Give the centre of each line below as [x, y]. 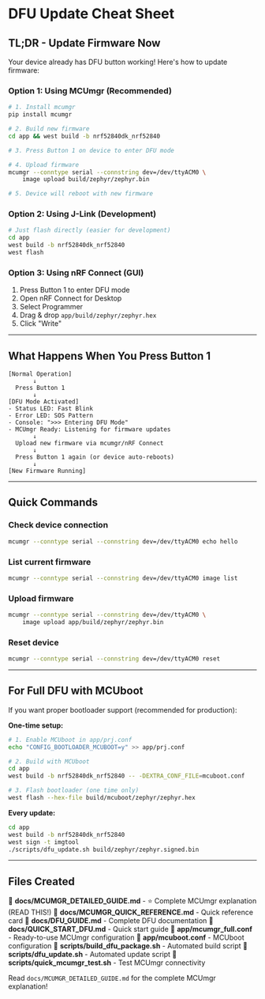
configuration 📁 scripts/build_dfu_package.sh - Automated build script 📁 [128, 946]
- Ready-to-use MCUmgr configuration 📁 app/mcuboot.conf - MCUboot [126, 937]
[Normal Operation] [40, 374]
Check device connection [58, 525]
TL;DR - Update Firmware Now [84, 43]
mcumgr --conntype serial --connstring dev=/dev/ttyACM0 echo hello [123, 541]
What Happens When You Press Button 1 [110, 356]
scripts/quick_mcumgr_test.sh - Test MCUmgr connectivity [107, 963]
